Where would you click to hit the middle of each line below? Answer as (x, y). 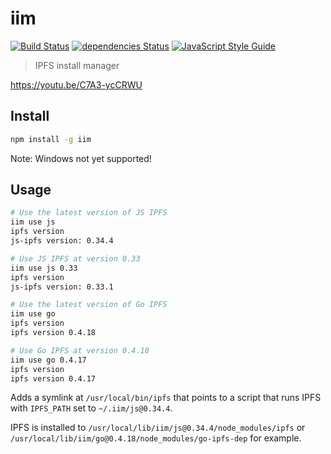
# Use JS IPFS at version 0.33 (75, 258)
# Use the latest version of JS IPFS (89, 213)
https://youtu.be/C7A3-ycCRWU (76, 84)
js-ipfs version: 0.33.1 (62, 287)
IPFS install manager (77, 65)
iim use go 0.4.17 (48, 360)
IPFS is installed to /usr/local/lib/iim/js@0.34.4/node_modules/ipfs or (158, 428)
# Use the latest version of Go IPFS (89, 305)
